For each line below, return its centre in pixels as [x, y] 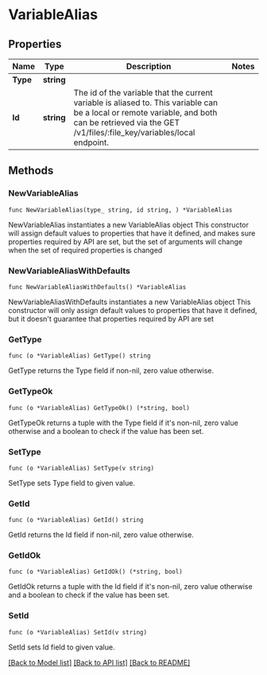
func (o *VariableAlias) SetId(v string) [78, 632]
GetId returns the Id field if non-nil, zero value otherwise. [101, 535]
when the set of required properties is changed [85, 250]
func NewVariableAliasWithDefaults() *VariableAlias [97, 287]
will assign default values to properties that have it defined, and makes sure [132, 233]
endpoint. [91, 142]
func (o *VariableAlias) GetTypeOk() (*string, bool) [99, 408]
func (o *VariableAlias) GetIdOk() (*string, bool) [95, 572]
